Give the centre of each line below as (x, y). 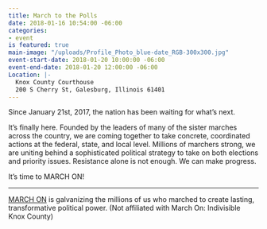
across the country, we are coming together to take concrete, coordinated (129, 136)
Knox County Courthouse (54, 82)
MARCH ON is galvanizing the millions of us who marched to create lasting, (132, 200)
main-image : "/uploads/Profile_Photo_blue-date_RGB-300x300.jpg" (118, 52)
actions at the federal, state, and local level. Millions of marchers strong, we (132, 145)
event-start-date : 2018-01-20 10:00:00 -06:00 (87, 60)
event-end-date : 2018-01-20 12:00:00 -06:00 (83, 68)
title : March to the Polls (53, 16)
